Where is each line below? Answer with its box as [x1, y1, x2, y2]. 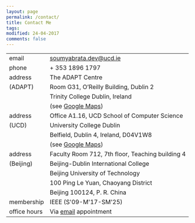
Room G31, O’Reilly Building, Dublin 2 [50, 83, 154, 91]
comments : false [6, 36, 46, 42]
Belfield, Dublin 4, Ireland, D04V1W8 [50, 131, 152, 139]
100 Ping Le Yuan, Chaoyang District [50, 179, 152, 186]
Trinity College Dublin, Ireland [50, 93, 132, 100]
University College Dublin [50, 122, 121, 129]
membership [9, 198, 44, 206]
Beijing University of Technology [50, 169, 140, 177]
